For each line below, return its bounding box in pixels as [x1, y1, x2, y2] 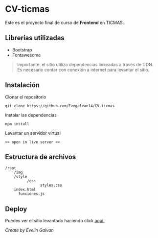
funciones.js [18, 191, 45, 196]
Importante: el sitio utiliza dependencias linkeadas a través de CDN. [17, 61, 154, 67]
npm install [5, 121, 29, 126]
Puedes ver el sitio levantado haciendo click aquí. [5, 218, 105, 224]
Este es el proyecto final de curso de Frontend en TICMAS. [5, 20, 124, 25]
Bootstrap [12, 47, 32, 52]
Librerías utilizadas [5, 34, 65, 42]
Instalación [5, 81, 40, 89]
